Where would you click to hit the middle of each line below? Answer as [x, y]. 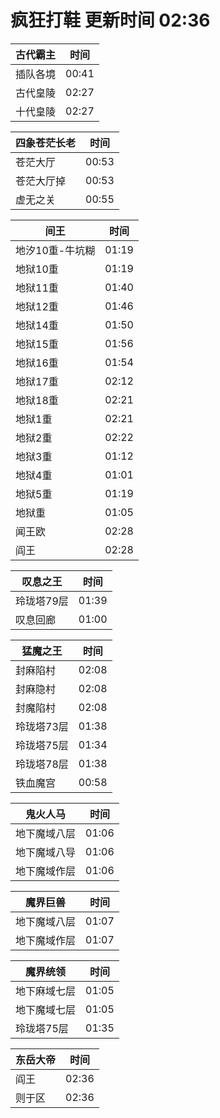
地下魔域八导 [46, 852]
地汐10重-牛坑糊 [55, 250]
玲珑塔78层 [42, 764]
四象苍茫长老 [46, 143]
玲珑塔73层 [42, 726]
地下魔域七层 [46, 1009]
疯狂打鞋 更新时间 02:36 [110, 20]
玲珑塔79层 [42, 601]
